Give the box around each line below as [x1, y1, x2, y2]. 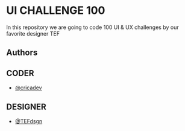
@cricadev [14, 84, 42, 91]
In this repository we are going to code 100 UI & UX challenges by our [6, 24, 179, 31]
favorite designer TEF [6, 30, 60, 37]
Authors [6, 48, 38, 58]
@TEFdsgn [14, 117, 43, 124]
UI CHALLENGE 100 [6, 4, 105, 18]
